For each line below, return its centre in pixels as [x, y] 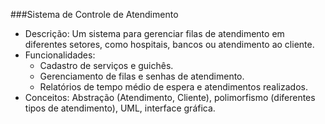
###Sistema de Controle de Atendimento [94, 14]
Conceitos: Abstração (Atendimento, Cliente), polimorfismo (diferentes [170, 97]
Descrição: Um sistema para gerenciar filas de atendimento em [154, 33]
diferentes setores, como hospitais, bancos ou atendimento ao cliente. [169, 44]
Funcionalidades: [60, 55]
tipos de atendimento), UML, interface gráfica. [120, 108]
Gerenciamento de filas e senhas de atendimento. [142, 76]
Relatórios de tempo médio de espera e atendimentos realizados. [173, 87]
